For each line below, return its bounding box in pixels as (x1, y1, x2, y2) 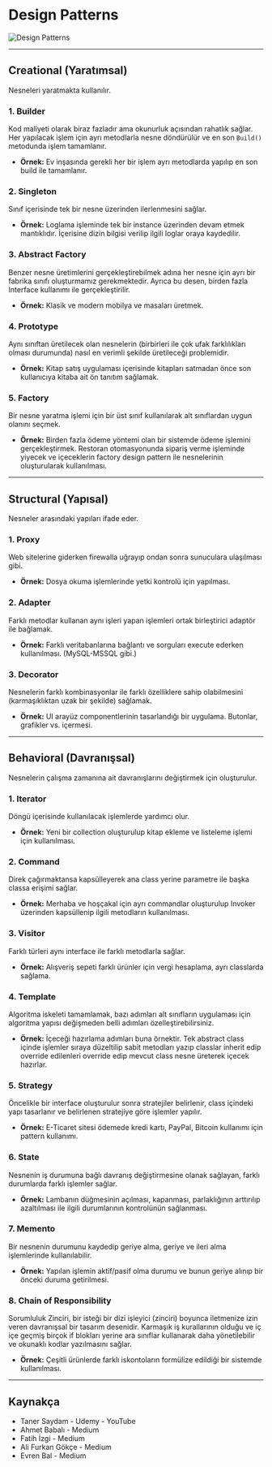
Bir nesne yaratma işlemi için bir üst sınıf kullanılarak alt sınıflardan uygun (8, 411, 253, 421)
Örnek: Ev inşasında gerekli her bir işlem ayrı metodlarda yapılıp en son (19, 157, 258, 167)
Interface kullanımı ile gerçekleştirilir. (8, 284, 131, 294)
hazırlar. (19, 1059, 48, 1069)
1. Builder (8, 106, 46, 117)
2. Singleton (8, 185, 57, 196)
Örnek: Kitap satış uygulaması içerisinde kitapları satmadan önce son (19, 363, 252, 373)
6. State (8, 1151, 40, 1163)
